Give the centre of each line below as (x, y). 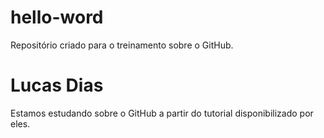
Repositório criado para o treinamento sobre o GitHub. (122, 45)
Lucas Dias (57, 85)
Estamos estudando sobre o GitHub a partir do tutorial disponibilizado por (162, 113)
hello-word (57, 17)
